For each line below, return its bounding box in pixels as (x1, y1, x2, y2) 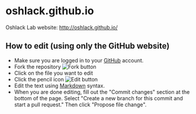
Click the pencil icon (14, 75, 65, 83)
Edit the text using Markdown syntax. (14, 82, 105, 89)
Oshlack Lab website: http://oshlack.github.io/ (5, 24, 118, 31)
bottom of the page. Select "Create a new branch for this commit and (14, 94, 183, 102)
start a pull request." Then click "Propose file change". (14, 101, 147, 108)
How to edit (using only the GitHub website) (5, 41, 170, 51)
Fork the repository (14, 63, 62, 70)
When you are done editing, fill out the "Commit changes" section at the (14, 88, 190, 96)
